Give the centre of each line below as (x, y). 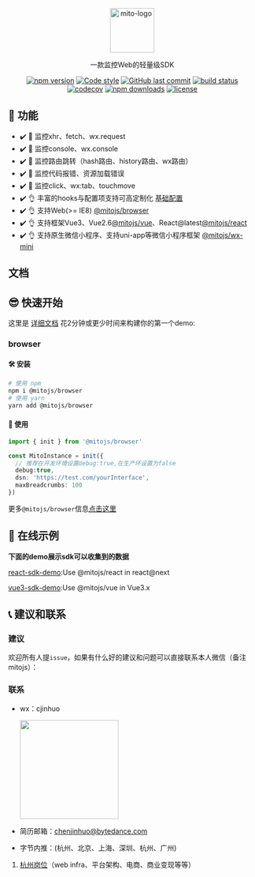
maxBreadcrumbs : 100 (49, 485)
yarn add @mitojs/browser (50, 405)
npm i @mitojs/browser (45, 391)
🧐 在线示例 (33, 536)
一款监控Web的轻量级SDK (132, 65)
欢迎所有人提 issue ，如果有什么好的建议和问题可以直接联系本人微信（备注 (127, 657)
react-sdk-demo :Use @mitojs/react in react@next (89, 572)
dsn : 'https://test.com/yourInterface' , (82, 478)
